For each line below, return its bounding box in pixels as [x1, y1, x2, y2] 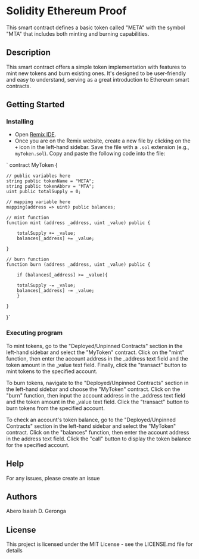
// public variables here [6, 173, 70, 179]
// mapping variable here [6, 199, 70, 205]
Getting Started [6, 100, 65, 110]
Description [6, 48, 51, 58]
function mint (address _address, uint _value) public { [6, 220, 151, 226]
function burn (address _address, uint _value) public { [6, 262, 151, 268]
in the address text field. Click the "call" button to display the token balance [6, 435, 191, 442]
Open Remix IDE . [14, 131, 57, 138]
